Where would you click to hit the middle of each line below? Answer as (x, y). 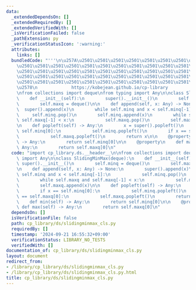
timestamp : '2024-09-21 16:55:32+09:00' (61, 234)
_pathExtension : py (35, 39)
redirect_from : (24, 262)
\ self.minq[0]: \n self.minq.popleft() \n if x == (101, 131)
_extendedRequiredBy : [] (41, 22)
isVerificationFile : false (44, 218)
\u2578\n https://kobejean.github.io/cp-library (92, 88)
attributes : (26, 50)
